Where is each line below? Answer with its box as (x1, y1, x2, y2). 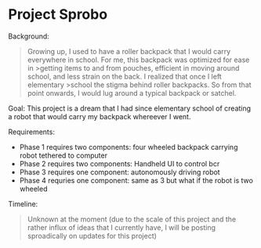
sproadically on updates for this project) (27, 231, 157, 240)
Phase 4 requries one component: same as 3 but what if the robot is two (19, 175, 253, 185)
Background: (8, 31, 49, 41)
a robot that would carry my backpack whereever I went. (8, 111, 191, 121)
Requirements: (8, 127, 55, 137)
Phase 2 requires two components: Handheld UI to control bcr (19, 159, 220, 168)
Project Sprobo (8, 5, 108, 24)
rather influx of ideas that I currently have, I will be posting (27, 222, 216, 232)
